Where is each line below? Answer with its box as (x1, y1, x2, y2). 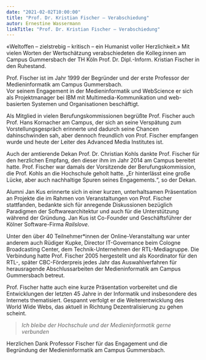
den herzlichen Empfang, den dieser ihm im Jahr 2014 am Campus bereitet (6, 157, 196, 164)
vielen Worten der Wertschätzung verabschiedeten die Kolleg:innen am (6, 50, 186, 57)
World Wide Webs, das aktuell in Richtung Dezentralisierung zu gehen (6, 303, 183, 310)
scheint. (6, 310, 27, 317)
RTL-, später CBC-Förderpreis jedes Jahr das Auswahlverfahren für (6, 259, 177, 266)
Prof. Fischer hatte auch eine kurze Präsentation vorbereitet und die (6, 283, 178, 291)
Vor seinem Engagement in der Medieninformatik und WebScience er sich (6, 87, 193, 95)
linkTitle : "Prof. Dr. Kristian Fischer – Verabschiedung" (6, 26, 161, 33)
